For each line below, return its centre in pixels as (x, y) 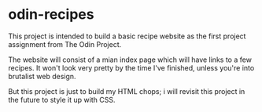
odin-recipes (51, 14)
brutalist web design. (42, 76)
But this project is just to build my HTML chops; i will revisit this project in (127, 91)
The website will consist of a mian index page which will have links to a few (130, 60)
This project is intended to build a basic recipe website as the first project (127, 36)
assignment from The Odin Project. (65, 44)
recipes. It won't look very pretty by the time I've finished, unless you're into (131, 67)
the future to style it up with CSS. (62, 99)
